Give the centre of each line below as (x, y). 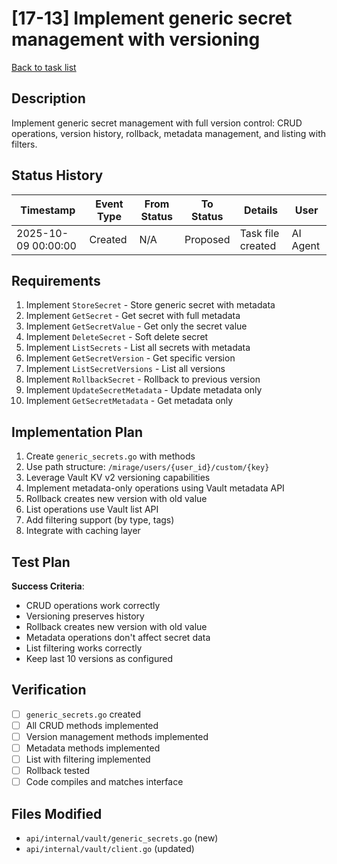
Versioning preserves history (85, 616)
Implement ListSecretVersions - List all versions (125, 369)
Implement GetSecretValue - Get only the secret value (136, 326)
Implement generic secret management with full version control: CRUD (157, 123)
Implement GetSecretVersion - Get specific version (130, 358)
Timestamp (48, 210)
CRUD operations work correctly (93, 605)
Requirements (56, 280)
